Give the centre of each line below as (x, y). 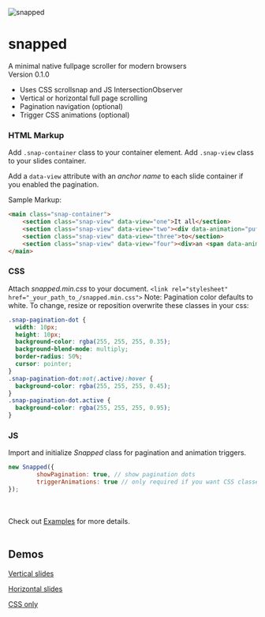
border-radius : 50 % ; (49, 357)
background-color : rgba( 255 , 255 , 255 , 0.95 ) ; (93, 408)
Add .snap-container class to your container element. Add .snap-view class (131, 152)
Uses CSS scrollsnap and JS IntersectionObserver (101, 89)
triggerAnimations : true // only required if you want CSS (136, 482)
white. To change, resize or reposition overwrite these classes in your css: (129, 305)
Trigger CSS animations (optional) (75, 115)
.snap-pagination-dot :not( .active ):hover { (81, 378)
